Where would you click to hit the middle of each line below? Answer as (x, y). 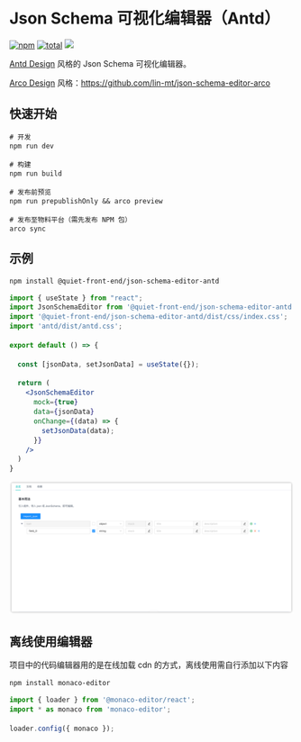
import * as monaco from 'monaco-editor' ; (90, 710)
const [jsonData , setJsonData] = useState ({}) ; (109, 364)
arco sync (28, 229)
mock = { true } (55, 403)
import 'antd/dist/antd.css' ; (66, 326)
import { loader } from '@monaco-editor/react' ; (102, 700)
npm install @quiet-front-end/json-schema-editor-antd (114, 281)
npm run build (36, 173)
